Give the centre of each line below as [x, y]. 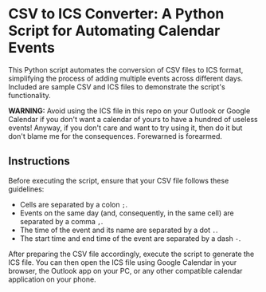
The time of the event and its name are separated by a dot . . [119, 230]
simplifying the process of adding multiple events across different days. [126, 78]
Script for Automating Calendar [114, 31]
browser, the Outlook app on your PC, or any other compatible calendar [125, 270]
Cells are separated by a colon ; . [74, 204]
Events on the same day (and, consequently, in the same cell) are [127, 213]
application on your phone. [53, 279]
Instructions [39, 162]
